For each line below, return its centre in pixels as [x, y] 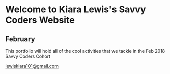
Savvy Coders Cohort [28, 56]
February [20, 39]
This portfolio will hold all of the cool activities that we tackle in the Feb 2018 [85, 51]
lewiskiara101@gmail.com [32, 66]
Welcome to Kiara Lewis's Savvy [76, 9]
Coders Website [40, 20]
